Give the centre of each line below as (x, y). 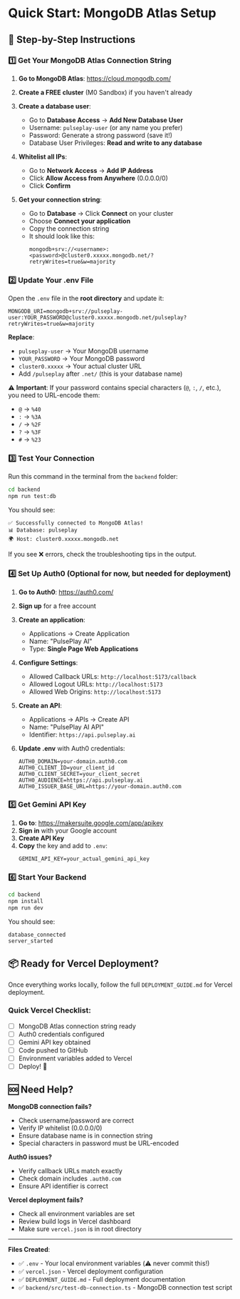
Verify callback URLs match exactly (71, 1171)
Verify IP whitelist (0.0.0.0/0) (60, 1128)
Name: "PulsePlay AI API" (67, 727)
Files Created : (29, 1250)
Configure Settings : (48, 662)
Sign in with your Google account (67, 830)
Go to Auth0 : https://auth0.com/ (66, 592)
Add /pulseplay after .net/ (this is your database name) (100, 374)
